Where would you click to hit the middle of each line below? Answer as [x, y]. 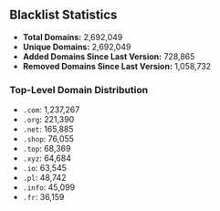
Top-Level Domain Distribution [79, 90]
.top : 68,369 [47, 149]
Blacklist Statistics [63, 15]
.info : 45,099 [49, 187]
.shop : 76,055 [48, 139]
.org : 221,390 [48, 120]
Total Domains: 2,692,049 [73, 37]
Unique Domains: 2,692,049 [77, 47]
